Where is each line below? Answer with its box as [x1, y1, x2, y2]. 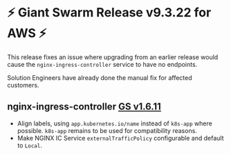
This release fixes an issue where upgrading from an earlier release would [7, 52, 219, 61]
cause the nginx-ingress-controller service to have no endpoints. [7, 60, 198, 68]
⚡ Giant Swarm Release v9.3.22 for [7, 5, 212, 21]
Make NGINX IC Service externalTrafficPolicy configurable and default [17, 134, 224, 142]
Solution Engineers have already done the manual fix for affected [7, 73, 192, 82]
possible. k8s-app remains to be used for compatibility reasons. [17, 126, 197, 134]
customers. [7, 81, 39, 89]
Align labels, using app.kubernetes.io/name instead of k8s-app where [17, 119, 212, 127]
